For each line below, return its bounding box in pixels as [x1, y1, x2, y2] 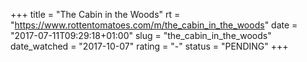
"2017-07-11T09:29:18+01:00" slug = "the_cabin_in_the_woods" [10, 30, 272, 41]
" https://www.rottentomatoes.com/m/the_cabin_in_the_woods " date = [10, 19, 298, 31]
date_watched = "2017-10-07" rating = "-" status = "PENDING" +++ [10, 40, 289, 52]
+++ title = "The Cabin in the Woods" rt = [10, 9, 181, 20]
